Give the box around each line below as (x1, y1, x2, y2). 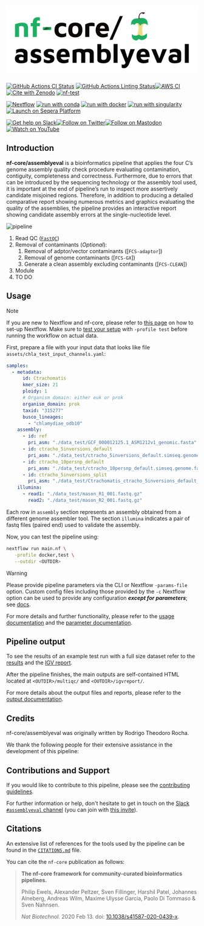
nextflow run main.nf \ (6, 545, 67, 552)
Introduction (6, 143, 55, 153)
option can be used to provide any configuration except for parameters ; (6, 594, 188, 601)
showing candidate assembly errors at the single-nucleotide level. (6, 211, 171, 218)
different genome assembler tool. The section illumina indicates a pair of (6, 515, 190, 522)
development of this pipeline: (6, 748, 79, 755)
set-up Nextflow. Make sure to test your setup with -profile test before (6, 325, 188, 333)
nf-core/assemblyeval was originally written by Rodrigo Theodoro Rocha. (6, 729, 189, 737)
